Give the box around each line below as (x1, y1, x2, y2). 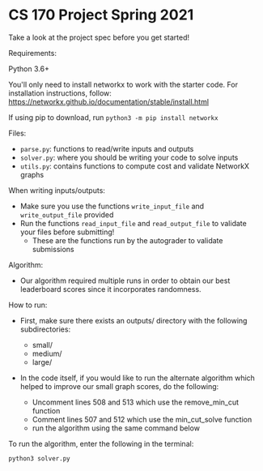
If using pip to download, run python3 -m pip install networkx (8, 112, 218, 122)
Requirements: (8, 48, 57, 58)
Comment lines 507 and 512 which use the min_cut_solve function (32, 414, 252, 424)
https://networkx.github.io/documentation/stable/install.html (8, 96, 209, 106)
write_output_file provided (19, 209, 114, 220)
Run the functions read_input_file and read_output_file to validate (19, 218, 247, 228)
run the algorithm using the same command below (32, 423, 201, 433)
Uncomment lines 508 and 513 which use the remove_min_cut (32, 397, 240, 407)
